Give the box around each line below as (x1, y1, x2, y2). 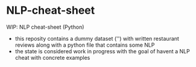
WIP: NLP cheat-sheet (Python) (6, 23, 84, 31)
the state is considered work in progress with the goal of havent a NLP (14, 47, 190, 54)
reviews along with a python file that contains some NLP (14, 41, 155, 48)
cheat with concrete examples (14, 54, 90, 61)
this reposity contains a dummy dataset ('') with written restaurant (14, 35, 180, 42)
